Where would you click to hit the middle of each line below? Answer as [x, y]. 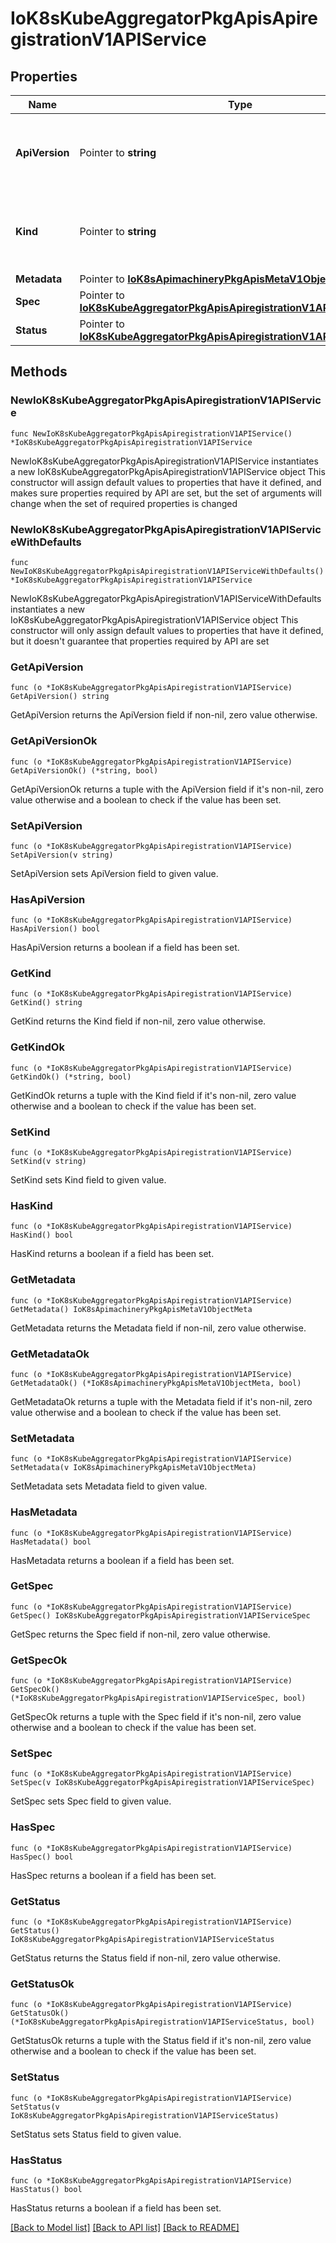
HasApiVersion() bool [55, 929]
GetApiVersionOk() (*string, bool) [84, 770]
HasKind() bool [42, 1235]
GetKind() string [46, 1003]
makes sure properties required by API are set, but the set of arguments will [166, 493]
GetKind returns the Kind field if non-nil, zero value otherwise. [138, 1021]
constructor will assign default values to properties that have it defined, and [166, 482]
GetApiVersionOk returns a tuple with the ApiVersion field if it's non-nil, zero [167, 789]
